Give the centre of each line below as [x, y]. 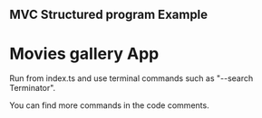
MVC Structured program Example [109, 15]
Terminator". [33, 88]
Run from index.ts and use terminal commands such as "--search [131, 78]
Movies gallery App [84, 54]
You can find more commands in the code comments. [110, 105]
